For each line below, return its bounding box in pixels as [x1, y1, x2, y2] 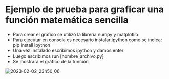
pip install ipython [12, 42, 50, 48]
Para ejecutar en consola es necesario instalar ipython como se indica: [12, 37, 162, 43]
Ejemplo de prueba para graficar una [5, 4, 164, 15]
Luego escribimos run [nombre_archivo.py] [12, 52, 104, 59]
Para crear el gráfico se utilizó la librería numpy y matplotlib [12, 31, 138, 37]
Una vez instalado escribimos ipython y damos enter [12, 47, 124, 54]
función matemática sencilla [5, 14, 129, 26]
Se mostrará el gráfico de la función [12, 58, 89, 64]
